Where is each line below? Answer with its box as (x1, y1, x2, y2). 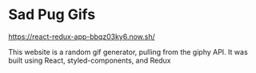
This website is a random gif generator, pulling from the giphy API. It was (8, 47, 248, 56)
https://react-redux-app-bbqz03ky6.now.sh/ (8, 32, 156, 41)
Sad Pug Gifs (8, 6, 96, 24)
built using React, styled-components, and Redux (8, 56, 171, 65)
